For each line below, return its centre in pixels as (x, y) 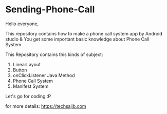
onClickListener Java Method (44, 75)
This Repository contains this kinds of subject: (54, 54)
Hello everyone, (22, 24)
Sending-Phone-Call (50, 9)
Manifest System (31, 86)
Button (20, 70)
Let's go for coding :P (28, 96)
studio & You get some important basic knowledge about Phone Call (77, 39)
